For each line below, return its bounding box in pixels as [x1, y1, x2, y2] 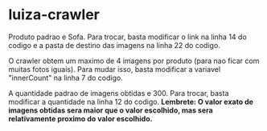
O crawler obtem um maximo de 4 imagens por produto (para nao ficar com [8, 56, 260, 65]
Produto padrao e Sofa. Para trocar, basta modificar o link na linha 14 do [8, 32, 247, 42]
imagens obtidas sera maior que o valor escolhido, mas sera [8, 105, 213, 115]
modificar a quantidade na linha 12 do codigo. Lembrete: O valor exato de [8, 97, 253, 106]
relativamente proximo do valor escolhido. [8, 113, 153, 123]
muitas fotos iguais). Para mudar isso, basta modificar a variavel [8, 64, 221, 73]
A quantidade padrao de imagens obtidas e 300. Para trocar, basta [8, 88, 229, 97]
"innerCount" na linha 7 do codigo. [8, 73, 123, 82]
